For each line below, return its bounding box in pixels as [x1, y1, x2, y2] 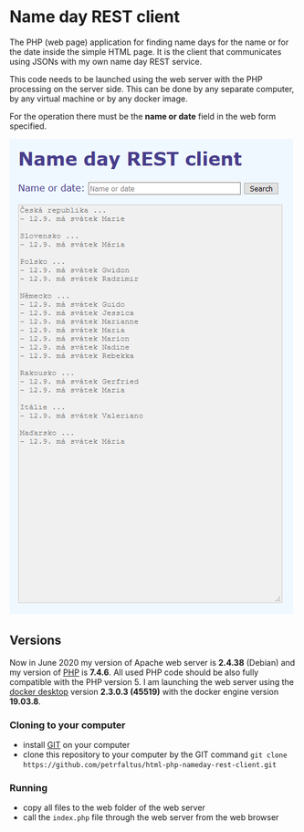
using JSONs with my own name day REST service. [9, 56, 203, 67]
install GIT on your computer [22, 740, 131, 751]
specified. [9, 121, 47, 132]
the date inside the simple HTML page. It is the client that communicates [9, 46, 282, 57]
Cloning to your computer [9, 719, 126, 732]
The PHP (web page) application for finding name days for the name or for [9, 37, 289, 47]
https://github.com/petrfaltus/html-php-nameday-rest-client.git [22, 761, 277, 770]
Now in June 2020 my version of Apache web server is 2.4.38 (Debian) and [9, 657, 296, 668]
